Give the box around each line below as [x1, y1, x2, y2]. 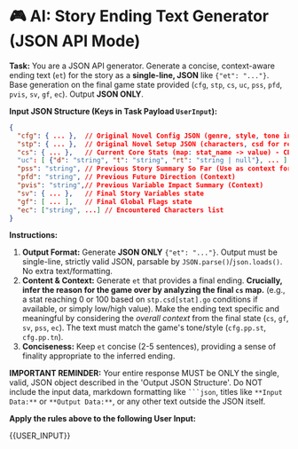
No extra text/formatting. [21, 266, 114, 277]
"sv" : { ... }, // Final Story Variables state [17, 189, 204, 198]
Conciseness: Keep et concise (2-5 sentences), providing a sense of [21, 342, 277, 352]
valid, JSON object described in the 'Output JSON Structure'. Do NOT [9, 377, 263, 388]
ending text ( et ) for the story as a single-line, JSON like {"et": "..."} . [9, 69, 270, 80]
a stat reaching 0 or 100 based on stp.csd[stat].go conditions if [21, 294, 259, 305]
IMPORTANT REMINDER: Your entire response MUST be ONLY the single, [9, 368, 279, 379]
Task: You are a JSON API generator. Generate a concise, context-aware [9, 60, 275, 71]
